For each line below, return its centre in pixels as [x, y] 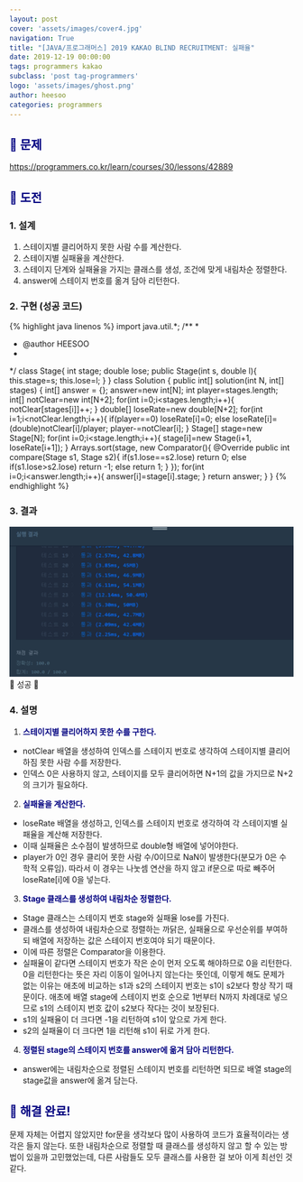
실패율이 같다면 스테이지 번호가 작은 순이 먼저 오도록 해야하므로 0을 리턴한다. [157, 963]
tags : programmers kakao [56, 67]
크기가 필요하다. [60, 784]
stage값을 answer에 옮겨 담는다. [80, 1080]
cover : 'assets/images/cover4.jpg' [76, 28]
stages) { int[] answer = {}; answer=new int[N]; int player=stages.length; [144, 390]
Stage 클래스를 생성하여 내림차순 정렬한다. [97, 899]
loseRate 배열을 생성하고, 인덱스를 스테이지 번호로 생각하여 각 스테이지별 [150, 823]
